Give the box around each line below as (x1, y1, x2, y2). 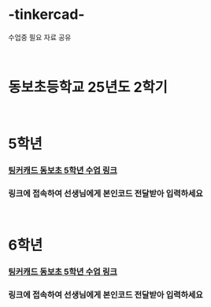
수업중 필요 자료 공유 (8, 32, 72, 42)
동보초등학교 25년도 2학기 (8, 79, 168, 96)
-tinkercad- (8, 6, 85, 24)
